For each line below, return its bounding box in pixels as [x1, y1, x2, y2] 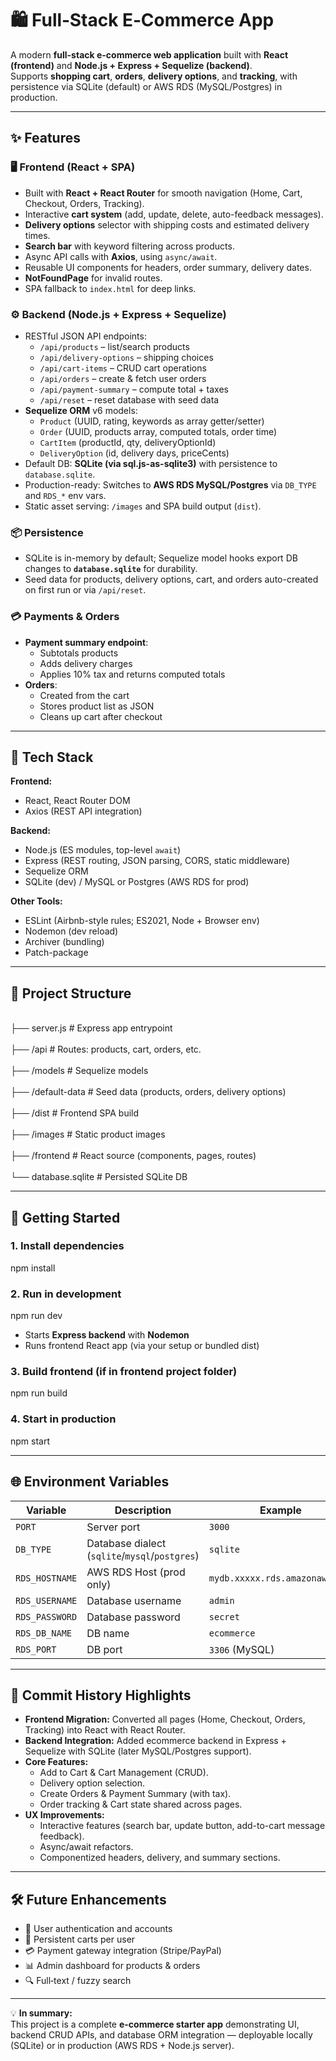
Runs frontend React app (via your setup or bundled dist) [24, 1340, 260, 1352]
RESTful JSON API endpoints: [24, 330, 147, 342]
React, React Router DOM [24, 795, 131, 807]
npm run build [10, 1387, 68, 1399]
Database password [86, 1610, 181, 1624]
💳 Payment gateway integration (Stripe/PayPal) [24, 1945, 222, 1957]
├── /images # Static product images [10, 1128, 166, 1141]
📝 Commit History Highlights [10, 1687, 192, 1704]
